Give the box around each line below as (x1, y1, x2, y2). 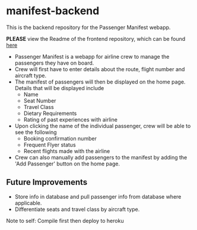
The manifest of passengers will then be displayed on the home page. (14, 78, 186, 85)
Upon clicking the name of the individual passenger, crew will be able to (14, 122, 191, 129)
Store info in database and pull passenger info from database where (14, 193, 182, 200)
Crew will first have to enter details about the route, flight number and (14, 65, 185, 72)
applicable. (14, 199, 42, 206)
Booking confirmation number (23, 135, 97, 142)
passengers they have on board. (14, 59, 94, 66)
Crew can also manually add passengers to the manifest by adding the (14, 154, 188, 161)
